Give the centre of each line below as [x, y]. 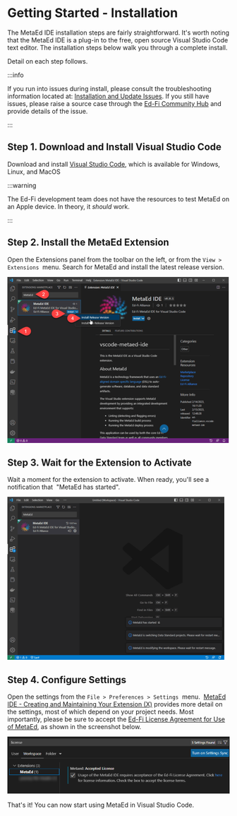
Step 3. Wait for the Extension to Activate [99, 462]
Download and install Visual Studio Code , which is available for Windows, [114, 164]
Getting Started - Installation [93, 13]
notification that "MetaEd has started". [64, 487]
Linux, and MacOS [34, 172]
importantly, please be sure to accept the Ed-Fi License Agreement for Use [116, 719]
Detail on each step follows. [48, 61]
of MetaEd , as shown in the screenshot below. [74, 727]
